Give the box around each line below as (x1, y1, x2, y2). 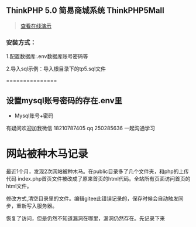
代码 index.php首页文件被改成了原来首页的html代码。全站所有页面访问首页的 (6, 175, 191, 182)
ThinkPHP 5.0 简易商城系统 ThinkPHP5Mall (6, 5, 165, 16)
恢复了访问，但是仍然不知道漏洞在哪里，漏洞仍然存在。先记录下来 (6, 215, 165, 222)
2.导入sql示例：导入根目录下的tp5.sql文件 (6, 65, 106, 72)
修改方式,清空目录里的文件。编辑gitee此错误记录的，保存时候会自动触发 (6, 195, 178, 202)
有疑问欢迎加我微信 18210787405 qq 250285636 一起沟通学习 (6, 124, 155, 131)
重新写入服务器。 (16, 202, 57, 209)
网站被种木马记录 (6, 147, 89, 161)
